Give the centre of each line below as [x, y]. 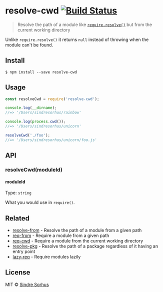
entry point [24, 251]
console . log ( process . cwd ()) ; [35, 122]
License [18, 272]
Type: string [18, 193]
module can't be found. [29, 44]
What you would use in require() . [40, 202]
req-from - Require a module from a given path [61, 235]
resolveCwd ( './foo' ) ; [28, 135]
